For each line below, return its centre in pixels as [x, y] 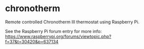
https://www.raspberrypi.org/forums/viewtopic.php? [58, 36]
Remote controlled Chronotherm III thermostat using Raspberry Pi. [72, 22]
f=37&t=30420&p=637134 [32, 41]
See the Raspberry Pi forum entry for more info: [54, 31]
